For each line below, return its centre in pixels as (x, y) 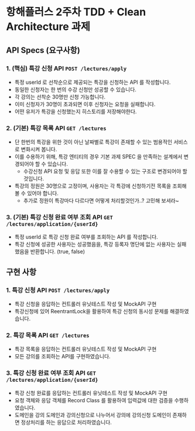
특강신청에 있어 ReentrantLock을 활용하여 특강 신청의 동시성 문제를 (91, 311)
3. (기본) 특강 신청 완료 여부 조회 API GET (59, 218)
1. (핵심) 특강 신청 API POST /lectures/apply (66, 68)
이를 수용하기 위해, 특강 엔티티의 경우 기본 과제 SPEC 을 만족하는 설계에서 (98, 157)
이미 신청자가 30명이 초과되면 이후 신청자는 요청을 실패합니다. (85, 104)
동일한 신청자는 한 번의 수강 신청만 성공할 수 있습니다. (75, 89)
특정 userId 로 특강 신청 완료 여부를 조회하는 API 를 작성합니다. (86, 237)
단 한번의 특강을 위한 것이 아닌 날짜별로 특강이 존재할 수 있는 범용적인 (93, 142)
